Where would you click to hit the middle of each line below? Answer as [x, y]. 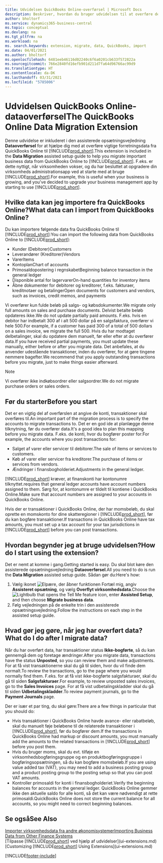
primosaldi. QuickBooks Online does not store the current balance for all [83, 798]
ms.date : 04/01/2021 [26, 50]
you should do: [20, 711]
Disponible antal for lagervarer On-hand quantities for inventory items [81, 280]
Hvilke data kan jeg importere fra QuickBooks [75, 202]
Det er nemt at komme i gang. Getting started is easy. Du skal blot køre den [79, 564]
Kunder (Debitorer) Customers [42, 249]
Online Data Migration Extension [72, 127]
